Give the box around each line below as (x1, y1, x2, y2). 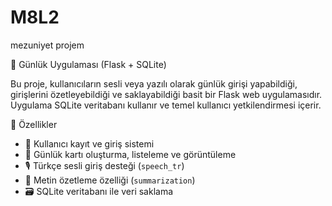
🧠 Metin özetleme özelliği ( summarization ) (24, 174, 196, 186)
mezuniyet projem (10, 39, 85, 51)
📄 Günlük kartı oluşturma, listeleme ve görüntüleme (24, 148, 237, 160)
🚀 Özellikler (10, 118, 58, 130)
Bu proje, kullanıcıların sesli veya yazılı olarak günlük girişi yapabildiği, (10, 77, 298, 90)
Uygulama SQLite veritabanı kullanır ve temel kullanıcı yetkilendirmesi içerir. (10, 99, 322, 111)
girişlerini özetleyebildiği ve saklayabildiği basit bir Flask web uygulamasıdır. (10, 88, 323, 100)
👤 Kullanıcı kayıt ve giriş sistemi (24, 137, 155, 150)
